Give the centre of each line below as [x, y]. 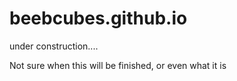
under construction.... [54, 46]
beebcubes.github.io [98, 18]
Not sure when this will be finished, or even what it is [118, 65]
